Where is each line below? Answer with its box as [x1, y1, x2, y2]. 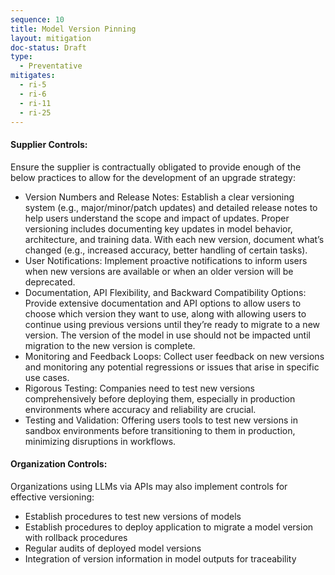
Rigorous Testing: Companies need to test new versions [24, 382, 255, 394]
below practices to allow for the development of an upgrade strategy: [10, 171, 296, 183]
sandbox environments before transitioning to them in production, [24, 424, 296, 436]
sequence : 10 [10, 14, 65, 25]
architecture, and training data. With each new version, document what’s [24, 233, 325, 245]
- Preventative [19, 61, 83, 71]
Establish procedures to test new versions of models [24, 510, 242, 522]
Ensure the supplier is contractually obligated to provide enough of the [10, 161, 302, 173]
